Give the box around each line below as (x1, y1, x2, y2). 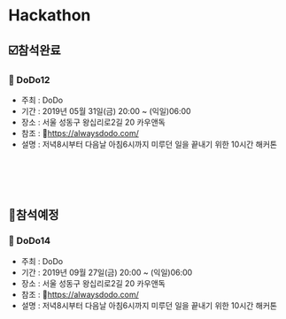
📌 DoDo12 (8, 73, 50, 86)
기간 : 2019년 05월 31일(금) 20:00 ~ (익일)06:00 (20, 105, 191, 116)
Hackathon (8, 5, 91, 26)
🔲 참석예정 (8, 208, 59, 223)
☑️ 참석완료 (8, 42, 61, 57)
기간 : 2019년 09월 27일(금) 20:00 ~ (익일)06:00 (20, 267, 193, 277)
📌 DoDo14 (8, 235, 50, 247)
